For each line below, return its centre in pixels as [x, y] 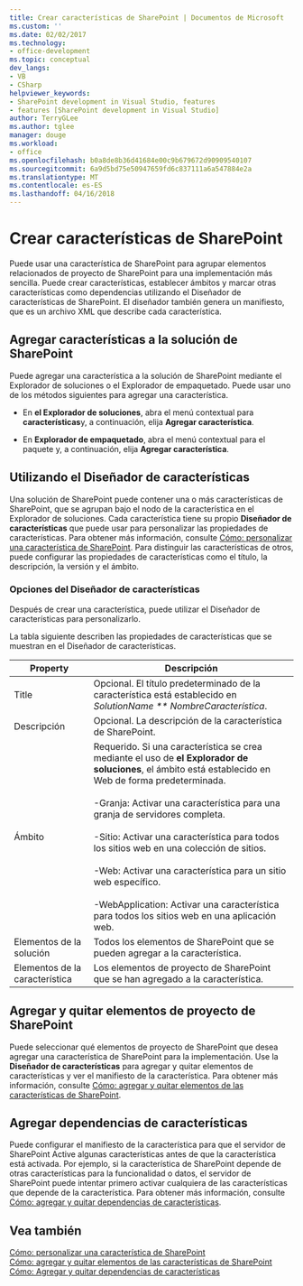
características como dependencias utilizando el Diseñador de [125, 292]
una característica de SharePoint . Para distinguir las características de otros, [151, 547]
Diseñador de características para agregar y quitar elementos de [132, 1066]
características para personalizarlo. [75, 618]
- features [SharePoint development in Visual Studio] [115, 110]
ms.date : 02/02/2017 [48, 34]
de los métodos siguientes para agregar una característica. [119, 394]
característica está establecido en [165, 694]
